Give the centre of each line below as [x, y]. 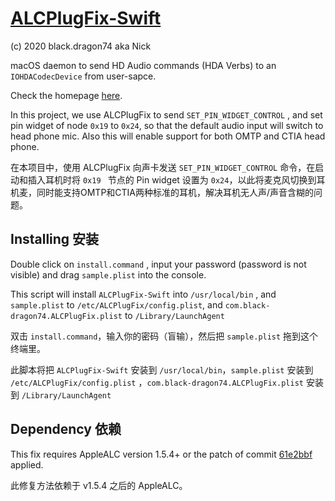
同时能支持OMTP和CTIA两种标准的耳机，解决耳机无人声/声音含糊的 [175, 192]
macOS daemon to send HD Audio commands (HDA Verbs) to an [143, 65]
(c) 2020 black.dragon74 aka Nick [81, 46]
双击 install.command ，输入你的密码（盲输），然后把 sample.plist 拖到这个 [164, 336]
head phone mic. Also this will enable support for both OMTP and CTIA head [168, 136]
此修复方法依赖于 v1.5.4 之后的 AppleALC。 [99, 485]
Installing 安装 [55, 239]
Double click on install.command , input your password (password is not [158, 264]
